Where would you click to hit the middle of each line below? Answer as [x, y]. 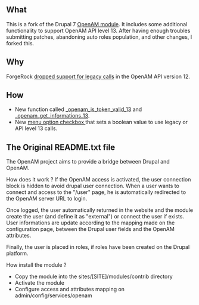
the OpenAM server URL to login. [47, 199]
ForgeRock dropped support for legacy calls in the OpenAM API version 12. [98, 76]
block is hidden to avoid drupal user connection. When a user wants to [93, 186]
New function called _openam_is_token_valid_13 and [78, 109]
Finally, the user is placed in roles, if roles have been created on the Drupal [98, 247]
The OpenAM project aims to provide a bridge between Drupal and [88, 162]
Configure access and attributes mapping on [70, 289]
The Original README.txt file [60, 147]
